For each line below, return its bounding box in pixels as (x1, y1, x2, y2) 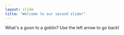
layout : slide (5, 7, 34, 12)
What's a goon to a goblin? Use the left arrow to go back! (5, 24, 120, 30)
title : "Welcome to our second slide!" (5, 12, 86, 16)
